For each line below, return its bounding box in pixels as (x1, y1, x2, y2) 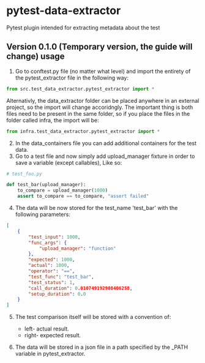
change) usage (6, 51, 65, 62)
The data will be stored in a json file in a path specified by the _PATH (15, 343, 188, 351)
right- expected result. (24, 332, 81, 339)
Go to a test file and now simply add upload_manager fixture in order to (15, 152, 195, 160)
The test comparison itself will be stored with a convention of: (15, 313, 171, 321)
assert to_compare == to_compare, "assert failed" (17, 193, 149, 200)
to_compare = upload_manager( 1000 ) (17, 187, 108, 193)
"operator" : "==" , (28, 268, 75, 274)
